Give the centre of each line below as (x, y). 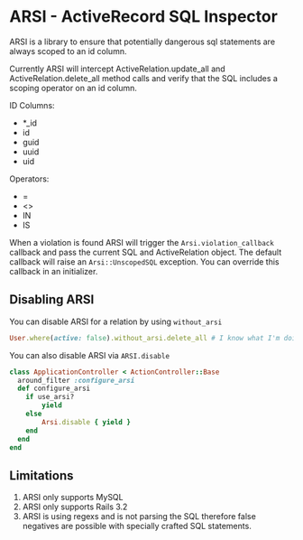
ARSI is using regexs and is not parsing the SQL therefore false (139, 517)
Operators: (29, 179)
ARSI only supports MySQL (73, 498)
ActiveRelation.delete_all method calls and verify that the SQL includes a (143, 78)
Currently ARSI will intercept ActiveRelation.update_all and (117, 69)
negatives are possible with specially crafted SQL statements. (137, 526)
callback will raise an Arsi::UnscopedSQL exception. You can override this (144, 261)
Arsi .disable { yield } (86, 422)
